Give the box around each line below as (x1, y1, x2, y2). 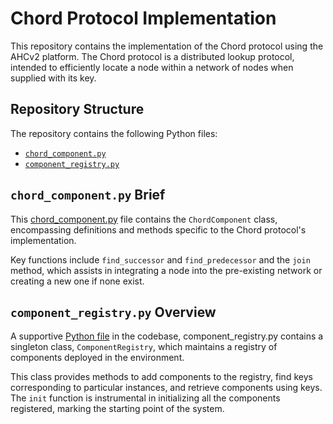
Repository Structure (10, 101, 145, 118)
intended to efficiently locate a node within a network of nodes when (10, 61, 294, 73)
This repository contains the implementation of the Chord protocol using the (10, 40, 324, 52)
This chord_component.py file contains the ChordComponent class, (10, 213, 278, 225)
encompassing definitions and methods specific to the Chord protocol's (10, 223, 307, 236)
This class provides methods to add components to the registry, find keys (10, 371, 313, 383)
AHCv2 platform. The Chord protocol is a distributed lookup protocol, (10, 50, 295, 62)
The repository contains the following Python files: (10, 127, 218, 139)
